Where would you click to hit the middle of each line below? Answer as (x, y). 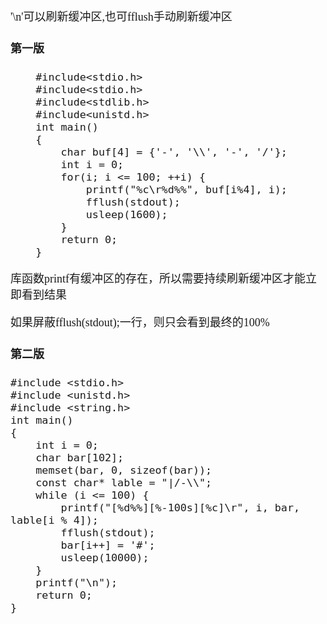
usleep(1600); (126, 215)
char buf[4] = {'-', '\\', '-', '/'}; (174, 152)
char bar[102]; (80, 458)
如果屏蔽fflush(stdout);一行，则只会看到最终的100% (140, 323)
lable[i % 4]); (54, 520)
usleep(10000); (105, 558)
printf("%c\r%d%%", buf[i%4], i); (186, 190)
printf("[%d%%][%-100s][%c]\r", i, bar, (180, 508)
